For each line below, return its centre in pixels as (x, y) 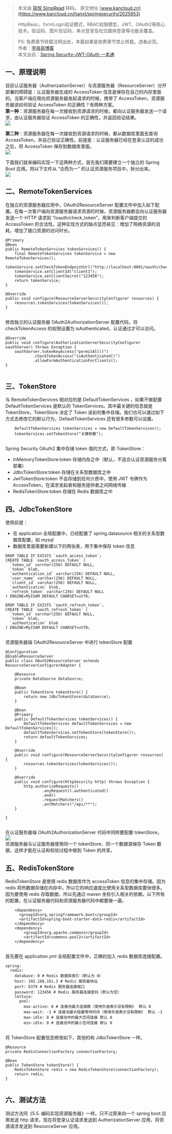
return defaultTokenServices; (56, 737)
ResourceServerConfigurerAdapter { (43, 665)
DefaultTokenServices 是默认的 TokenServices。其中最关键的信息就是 (79, 406)
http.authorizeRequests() (51, 786)
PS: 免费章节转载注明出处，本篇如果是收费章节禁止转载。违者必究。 (89, 41)
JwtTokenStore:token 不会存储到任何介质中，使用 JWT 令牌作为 (80, 479)
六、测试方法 (26, 1100)
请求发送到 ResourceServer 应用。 (46, 1126)
